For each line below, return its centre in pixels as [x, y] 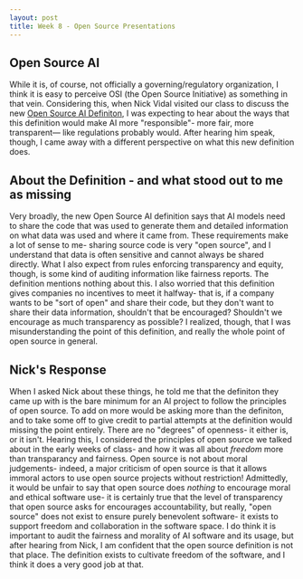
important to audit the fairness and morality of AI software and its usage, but [151, 536]
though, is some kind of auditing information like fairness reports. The [139, 274]
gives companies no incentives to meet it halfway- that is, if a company [142, 293]
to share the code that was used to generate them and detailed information [149, 226]
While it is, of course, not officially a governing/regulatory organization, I [144, 85]
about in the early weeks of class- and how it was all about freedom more [147, 449]
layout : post [34, 18]
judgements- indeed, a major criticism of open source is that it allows [138, 468]
